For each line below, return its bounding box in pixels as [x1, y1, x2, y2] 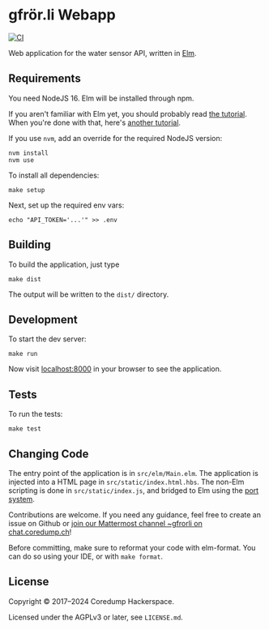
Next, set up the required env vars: [8, 200, 125, 210]
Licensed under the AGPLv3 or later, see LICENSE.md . [8, 612, 184, 622]
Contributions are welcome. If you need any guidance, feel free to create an [8, 510, 262, 520]
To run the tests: [8, 409, 63, 419]
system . [8, 495, 35, 504]
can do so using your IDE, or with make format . [8, 551, 164, 561]
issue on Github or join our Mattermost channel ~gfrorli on [8, 519, 203, 528]
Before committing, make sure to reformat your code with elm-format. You [8, 543, 256, 552]
